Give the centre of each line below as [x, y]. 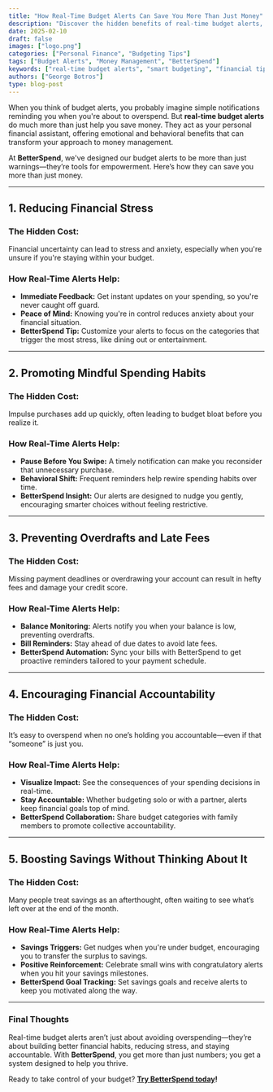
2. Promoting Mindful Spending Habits [107, 373]
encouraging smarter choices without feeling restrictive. [114, 505]
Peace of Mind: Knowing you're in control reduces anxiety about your [137, 314]
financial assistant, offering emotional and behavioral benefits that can [126, 133]
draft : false [30, 39]
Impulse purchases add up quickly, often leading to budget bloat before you [135, 414]
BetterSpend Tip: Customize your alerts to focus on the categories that [140, 331]
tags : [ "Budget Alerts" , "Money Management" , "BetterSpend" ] [114, 62]
